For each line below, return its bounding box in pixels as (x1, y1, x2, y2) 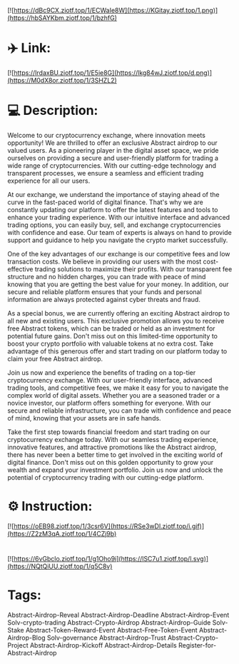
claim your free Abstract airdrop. (7, 354, 103, 363)
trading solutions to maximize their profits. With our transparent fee (34, 264, 233, 273)
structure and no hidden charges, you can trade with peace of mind (7, 272, 206, 281)
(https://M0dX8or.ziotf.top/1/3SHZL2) (7, 76, 118, 84)
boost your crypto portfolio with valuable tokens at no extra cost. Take (7, 339, 214, 348)
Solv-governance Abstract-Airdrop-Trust (46, 633, 166, 642)
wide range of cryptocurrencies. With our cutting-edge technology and (7, 161, 216, 170)
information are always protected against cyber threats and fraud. (7, 295, 201, 303)
